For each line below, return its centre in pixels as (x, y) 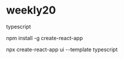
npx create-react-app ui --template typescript (62, 49)
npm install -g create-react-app (45, 38)
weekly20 (31, 10)
